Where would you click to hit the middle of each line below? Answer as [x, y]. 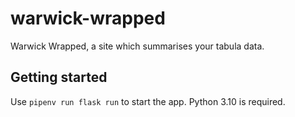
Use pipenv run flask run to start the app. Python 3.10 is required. [148, 101]
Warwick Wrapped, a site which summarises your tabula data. [137, 46]
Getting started [59, 77]
